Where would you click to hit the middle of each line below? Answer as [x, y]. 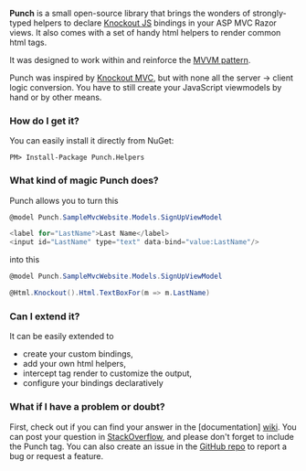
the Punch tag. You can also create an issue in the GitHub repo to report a [148, 446]
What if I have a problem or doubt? [88, 407]
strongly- [269, 13]
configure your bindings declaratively [93, 383]
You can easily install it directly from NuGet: [92, 141]
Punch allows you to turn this [64, 200]
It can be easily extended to [62, 337]
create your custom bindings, [78, 354]
